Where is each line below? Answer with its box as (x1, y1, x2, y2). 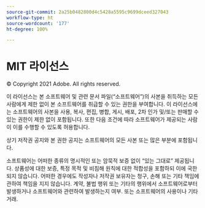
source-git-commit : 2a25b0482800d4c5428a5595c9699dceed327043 (6, 9, 169, 15)
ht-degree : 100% (6, 26, 48, 32)
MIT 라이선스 (6, 59, 69, 73)
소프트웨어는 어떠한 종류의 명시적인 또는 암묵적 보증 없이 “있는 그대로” (6, 157, 174, 165)
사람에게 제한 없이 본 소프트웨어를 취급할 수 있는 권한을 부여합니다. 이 (6, 100, 172, 108)
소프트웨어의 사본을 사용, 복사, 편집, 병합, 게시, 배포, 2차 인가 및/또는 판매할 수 (12, 108, 199, 116)
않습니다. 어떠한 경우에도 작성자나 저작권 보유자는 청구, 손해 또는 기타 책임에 (17, 173, 199, 180)
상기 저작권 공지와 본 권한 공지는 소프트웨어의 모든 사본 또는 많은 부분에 (6, 136, 177, 144)
